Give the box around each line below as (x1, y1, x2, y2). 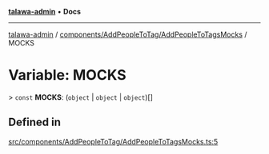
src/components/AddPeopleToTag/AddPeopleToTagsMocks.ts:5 (8, 136, 219, 146)
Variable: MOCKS (8, 66, 126, 85)
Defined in (8, 116, 62, 129)
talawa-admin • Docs (8, 7, 82, 16)
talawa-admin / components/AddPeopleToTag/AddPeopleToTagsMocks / (8, 30, 247, 39)
